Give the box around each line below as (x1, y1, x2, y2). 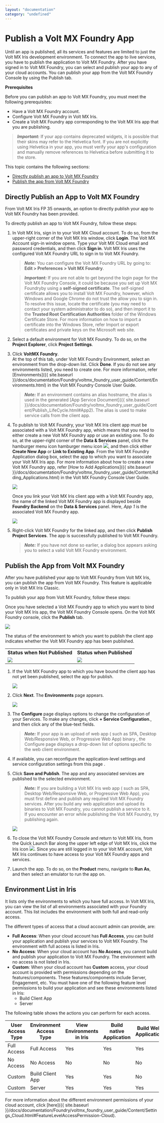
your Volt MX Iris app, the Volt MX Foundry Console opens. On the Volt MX (5, 609, 155, 615)
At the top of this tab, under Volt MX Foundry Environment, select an (12, 356, 150, 362)
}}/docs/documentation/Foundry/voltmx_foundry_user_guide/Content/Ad (12, 469, 159, 475)
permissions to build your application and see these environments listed (12, 985, 157, 991)
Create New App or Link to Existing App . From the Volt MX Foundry (12, 449, 149, 455)
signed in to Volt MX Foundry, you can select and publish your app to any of (5, 65, 158, 70)
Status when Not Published (7, 649, 72, 656)
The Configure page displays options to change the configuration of (12, 711, 150, 717)
